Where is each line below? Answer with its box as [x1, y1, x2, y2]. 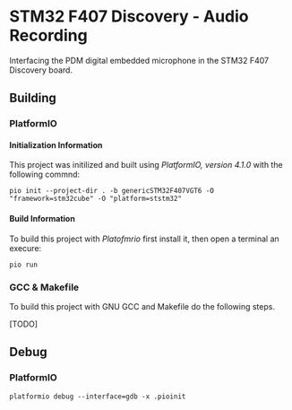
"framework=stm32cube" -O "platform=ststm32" [9, 195, 182, 204]
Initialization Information [9, 139, 103, 150]
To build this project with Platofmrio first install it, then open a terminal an [9, 233, 279, 244]
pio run [9, 260, 39, 269]
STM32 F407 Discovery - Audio [9, 6, 249, 27]
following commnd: [9, 169, 81, 180]
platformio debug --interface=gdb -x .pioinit [9, 392, 186, 401]
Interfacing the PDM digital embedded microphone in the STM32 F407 [9, 55, 270, 65]
